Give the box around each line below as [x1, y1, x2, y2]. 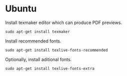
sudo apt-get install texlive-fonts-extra [5, 66, 95, 71]
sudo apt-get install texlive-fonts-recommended [5, 47, 108, 52]
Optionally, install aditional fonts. [5, 56, 72, 62]
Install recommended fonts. [5, 38, 61, 44]
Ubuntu [5, 3, 37, 14]
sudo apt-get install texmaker [5, 29, 70, 34]
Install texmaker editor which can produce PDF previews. [5, 19, 122, 25]
